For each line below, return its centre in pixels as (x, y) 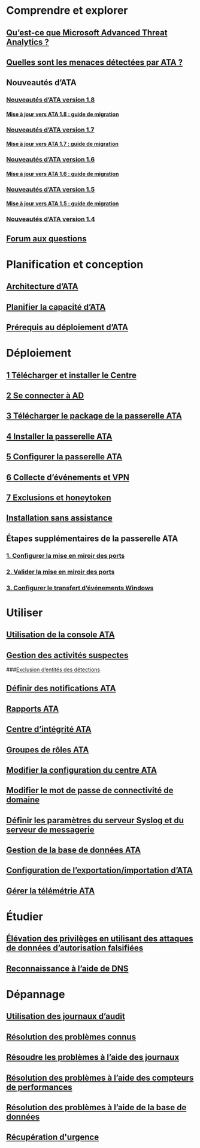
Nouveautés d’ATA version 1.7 (50, 130)
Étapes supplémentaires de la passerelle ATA (92, 538)
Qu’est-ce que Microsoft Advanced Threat (87, 33)
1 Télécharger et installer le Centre (71, 375)
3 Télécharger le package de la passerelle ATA (94, 416)
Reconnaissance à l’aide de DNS (67, 968)
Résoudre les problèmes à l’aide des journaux (93, 1057)
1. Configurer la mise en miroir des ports (66, 555)
